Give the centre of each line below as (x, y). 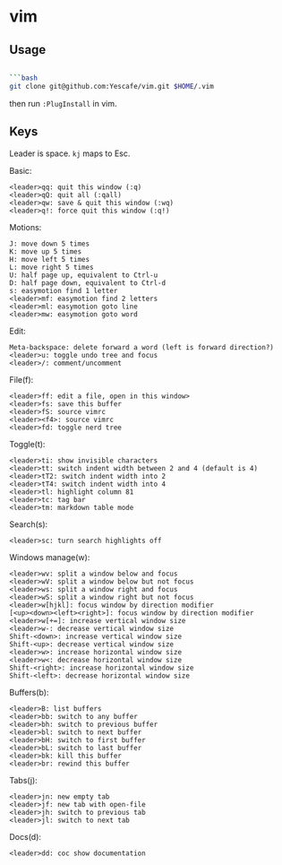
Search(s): (29, 524)
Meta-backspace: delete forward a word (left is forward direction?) (142, 347)
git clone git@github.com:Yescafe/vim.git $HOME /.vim (112, 86)
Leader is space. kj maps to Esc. (70, 153)
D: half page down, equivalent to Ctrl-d (88, 283)
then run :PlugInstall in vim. (63, 103)
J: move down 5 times (50, 244)
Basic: (21, 170)
